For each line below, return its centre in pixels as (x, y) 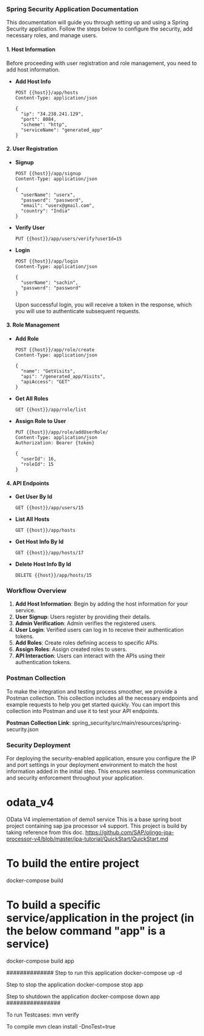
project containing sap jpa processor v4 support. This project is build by (97, 825)
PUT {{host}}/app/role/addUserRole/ (62, 432)
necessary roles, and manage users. (52, 35)
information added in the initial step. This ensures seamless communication (101, 771)
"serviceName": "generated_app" (62, 130)
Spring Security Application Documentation (72, 9)
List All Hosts (32, 519)
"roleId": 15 (37, 464)
